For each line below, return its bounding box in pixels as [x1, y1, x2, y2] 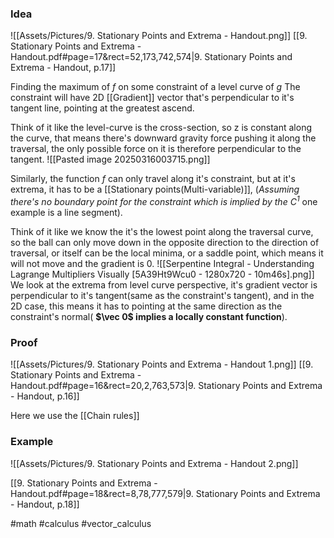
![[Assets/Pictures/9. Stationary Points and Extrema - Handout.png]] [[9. [10, 30, 308, 42]
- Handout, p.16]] [10, 390, 80, 402]
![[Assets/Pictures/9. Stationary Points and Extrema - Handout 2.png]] [10, 457, 299, 469]
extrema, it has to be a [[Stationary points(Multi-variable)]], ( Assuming [10, 183, 300, 196]
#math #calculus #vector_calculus [10, 517, 152, 529]
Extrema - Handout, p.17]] [10, 62, 117, 74]
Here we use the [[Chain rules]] [10, 410, 140, 422]
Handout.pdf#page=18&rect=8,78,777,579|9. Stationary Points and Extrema [10, 487, 321, 499]
